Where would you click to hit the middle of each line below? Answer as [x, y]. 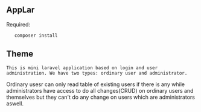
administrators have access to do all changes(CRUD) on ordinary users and [100, 90]
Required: [18, 24]
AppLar [21, 10]
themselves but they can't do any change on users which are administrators [101, 97]
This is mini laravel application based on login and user [82, 68]
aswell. [15, 103]
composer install [36, 36]
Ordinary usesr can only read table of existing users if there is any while [96, 84]
